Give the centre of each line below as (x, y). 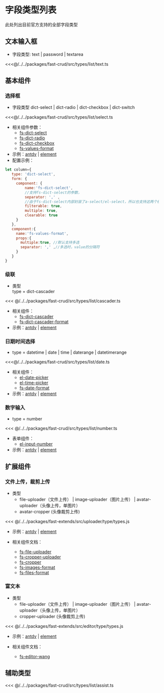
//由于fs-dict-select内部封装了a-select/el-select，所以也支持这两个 (91, 201)
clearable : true (41, 215)
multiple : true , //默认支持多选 (50, 243)
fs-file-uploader (35, 552)
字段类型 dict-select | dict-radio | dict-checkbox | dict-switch (73, 107)
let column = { (18, 170)
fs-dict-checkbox (37, 143)
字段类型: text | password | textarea (48, 54)
